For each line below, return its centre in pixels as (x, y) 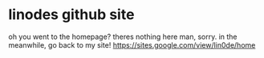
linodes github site (71, 15)
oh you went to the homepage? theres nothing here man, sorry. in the (123, 37)
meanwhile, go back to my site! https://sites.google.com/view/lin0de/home (132, 44)
